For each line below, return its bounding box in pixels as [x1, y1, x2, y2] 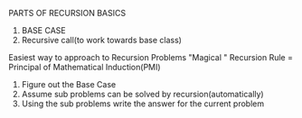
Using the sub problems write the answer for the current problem [21, 98, 264, 109]
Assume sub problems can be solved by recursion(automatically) [21, 89, 264, 99]
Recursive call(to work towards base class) [21, 35, 183, 45]
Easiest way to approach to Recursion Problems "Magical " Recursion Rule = [8, 52, 293, 62]
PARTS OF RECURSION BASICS [8, 8, 127, 18]
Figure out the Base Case [21, 79, 117, 89]
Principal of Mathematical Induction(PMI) [8, 62, 161, 72]
